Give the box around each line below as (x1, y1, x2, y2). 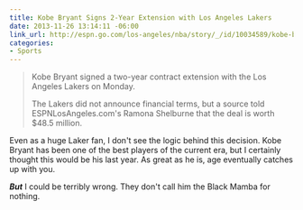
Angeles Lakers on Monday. (31, 81, 135, 92)
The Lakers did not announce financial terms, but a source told (31, 98, 265, 109)
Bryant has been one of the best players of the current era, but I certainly (9, 145, 281, 156)
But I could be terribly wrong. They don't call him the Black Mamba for (9, 181, 271, 192)
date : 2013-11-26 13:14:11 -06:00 (9, 22, 140, 31)
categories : (9, 38, 54, 48)
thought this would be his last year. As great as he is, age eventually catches (9, 154, 293, 165)
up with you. (9, 164, 56, 175)
